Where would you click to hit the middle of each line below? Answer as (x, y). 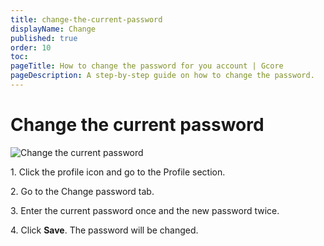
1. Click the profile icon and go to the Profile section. (118, 172)
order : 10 (31, 47)
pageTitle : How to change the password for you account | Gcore (147, 66)
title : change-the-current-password (86, 19)
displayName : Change (53, 29)
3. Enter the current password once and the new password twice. (145, 210)
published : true (44, 38)
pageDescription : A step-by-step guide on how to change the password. (162, 76)
